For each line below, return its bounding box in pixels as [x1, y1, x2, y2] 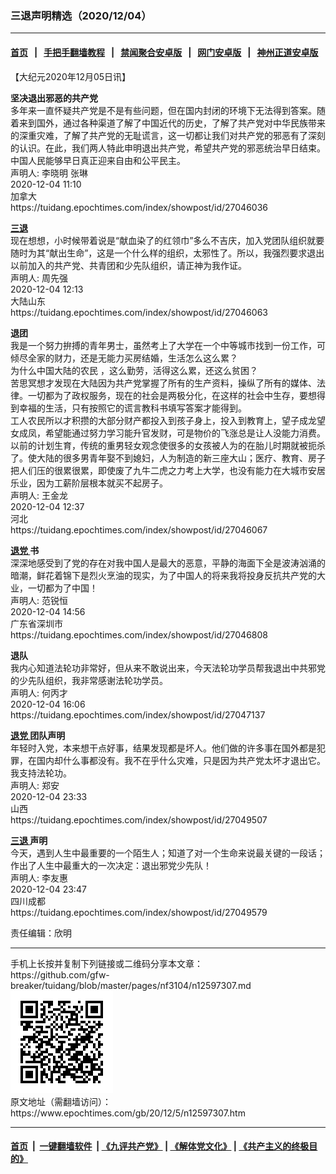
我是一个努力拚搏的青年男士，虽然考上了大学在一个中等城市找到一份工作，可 [10, 339, 326, 351]
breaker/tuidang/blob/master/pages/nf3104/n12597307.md [10, 979, 252, 991]
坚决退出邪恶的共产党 [10, 92, 98, 104]
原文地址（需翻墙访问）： [10, 1095, 112, 1107]
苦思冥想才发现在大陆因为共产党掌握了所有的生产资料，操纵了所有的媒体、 [10, 377, 317, 389]
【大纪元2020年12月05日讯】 [10, 70, 132, 82]
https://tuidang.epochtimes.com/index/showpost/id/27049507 [10, 813, 268, 826]
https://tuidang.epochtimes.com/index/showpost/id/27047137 [10, 708, 266, 721]
